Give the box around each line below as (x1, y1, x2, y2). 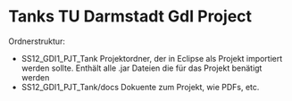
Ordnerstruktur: (8, 36, 66, 46)
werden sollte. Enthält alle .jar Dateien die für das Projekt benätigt (21, 63, 263, 73)
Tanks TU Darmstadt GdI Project (8, 6, 252, 27)
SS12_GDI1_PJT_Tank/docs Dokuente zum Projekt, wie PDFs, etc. (21, 81, 260, 92)
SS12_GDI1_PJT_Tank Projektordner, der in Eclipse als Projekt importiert (21, 53, 283, 63)
